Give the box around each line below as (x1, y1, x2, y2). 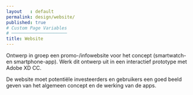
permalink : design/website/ (6, 14, 76, 20)
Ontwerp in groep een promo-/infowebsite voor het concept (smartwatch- (6, 52, 187, 59)
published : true (6, 19, 46, 25)
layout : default (6, 8, 54, 15)
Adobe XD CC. (6, 65, 42, 71)
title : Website (6, 36, 44, 42)
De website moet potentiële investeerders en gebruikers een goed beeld (6, 76, 182, 83)
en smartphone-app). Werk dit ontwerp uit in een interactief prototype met (6, 58, 187, 65)
